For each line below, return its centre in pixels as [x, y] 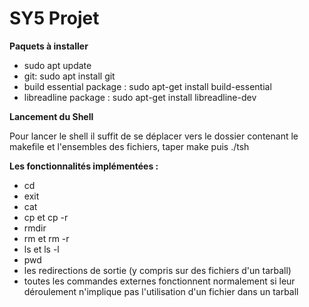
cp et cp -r [46, 217]
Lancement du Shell [51, 116]
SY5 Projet [54, 18]
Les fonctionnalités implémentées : [84, 166]
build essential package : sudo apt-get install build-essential [147, 86]
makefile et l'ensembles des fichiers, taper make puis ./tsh [129, 146]
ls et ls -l [41, 249]
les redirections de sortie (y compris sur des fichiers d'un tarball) [157, 270]
